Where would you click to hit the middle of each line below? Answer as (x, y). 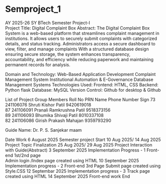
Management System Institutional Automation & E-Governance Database (79, 79)
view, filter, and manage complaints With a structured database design (77, 49)
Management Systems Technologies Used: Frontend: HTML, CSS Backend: (82, 84)
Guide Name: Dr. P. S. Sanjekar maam (44, 130)
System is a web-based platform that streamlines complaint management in (82, 33)
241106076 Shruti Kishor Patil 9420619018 (48, 105)
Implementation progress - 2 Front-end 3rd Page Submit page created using (83, 166)
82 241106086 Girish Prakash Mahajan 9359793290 (58, 120)
